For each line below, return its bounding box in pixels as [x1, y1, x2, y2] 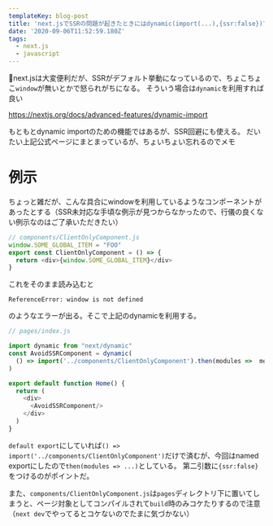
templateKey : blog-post [8, 11, 89, 20]
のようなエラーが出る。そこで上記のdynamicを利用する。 [8, 311, 201, 321]
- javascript [15, 50, 60, 58]
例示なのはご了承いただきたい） [15, 217, 123, 226]
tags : [8, 34, 27, 43]
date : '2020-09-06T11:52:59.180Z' [8, 27, 126, 35]
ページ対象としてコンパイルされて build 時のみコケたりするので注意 [36, 498, 262, 508]
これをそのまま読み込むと [8, 279, 94, 289]
